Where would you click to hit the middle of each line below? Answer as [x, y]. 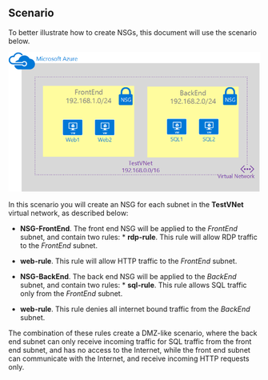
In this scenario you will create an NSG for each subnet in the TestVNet [126, 204]
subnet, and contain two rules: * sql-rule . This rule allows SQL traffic [133, 285]
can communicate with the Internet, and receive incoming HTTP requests [129, 358]
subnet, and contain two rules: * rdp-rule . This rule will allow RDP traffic [138, 237]
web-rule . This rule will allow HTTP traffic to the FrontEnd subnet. [128, 261]
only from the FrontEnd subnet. [71, 293]
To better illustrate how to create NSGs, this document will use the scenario [133, 32]
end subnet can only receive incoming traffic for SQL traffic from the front [130, 341]
